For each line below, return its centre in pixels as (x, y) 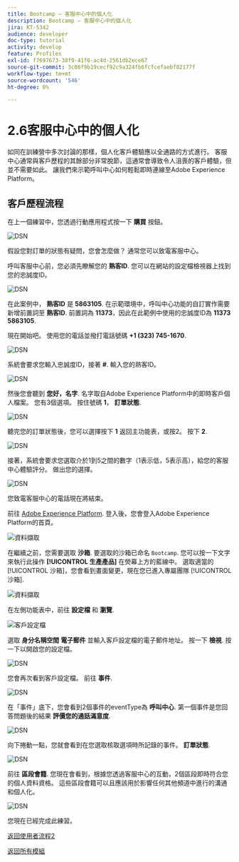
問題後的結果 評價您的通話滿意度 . (62, 716)
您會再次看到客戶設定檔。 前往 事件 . (60, 678)
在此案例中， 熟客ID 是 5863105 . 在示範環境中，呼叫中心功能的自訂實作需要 (118, 304)
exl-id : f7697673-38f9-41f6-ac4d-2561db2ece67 (78, 61)
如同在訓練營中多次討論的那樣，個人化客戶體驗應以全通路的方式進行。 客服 (117, 152)
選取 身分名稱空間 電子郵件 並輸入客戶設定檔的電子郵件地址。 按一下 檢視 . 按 (119, 640)
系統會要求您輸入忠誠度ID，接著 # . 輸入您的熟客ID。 (84, 364)
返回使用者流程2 (31, 836)
